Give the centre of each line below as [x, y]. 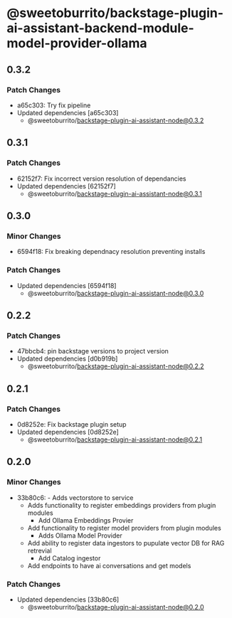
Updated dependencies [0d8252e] [68, 432]
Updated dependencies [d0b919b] [67, 359]
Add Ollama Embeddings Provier [86, 520]
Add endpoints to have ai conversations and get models [109, 565]
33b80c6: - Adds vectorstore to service [75, 497]
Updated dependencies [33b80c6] [68, 600]
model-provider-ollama [77, 43]
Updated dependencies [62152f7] [67, 186]
